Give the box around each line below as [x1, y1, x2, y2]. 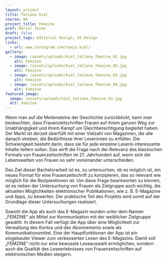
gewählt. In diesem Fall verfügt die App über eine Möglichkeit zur [5, 219, 140, 225]
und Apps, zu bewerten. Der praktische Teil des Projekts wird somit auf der [5, 194, 160, 200]
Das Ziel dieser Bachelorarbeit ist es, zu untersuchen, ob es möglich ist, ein [5, 167, 161, 173]
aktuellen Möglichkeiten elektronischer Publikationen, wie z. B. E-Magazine [5, 188, 160, 194]
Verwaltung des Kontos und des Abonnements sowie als [5, 224, 122, 231]
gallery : [5, 49, 24, 54]
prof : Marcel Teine [5, 26, 46, 31]
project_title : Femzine [5, 21, 55, 27]
